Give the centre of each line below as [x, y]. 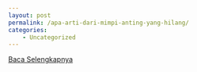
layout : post [30, 15]
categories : [28, 30]
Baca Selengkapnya [41, 59]
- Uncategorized [49, 37]
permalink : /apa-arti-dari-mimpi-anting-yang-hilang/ [99, 23]
